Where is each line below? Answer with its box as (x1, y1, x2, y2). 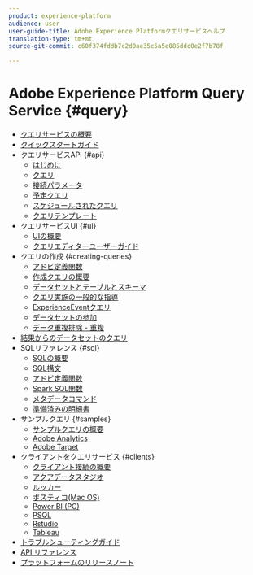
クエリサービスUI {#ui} (20, 221, 97, 231)
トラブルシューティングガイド (20, 538, 120, 547)
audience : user (8, 20, 60, 28)
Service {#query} (8, 102, 129, 120)
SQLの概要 (32, 353, 69, 363)
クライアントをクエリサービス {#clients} (20, 452, 155, 462)
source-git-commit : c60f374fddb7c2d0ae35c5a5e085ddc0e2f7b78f (8, 42, 224, 50)
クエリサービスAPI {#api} (20, 150, 105, 159)
